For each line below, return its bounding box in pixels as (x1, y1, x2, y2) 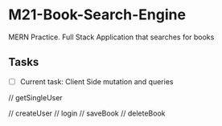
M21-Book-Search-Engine (8, 6, 187, 24)
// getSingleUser (8, 92, 63, 102)
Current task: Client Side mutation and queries (19, 76, 174, 86)
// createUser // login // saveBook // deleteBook (8, 108, 166, 118)
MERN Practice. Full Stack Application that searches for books (8, 32, 215, 42)
